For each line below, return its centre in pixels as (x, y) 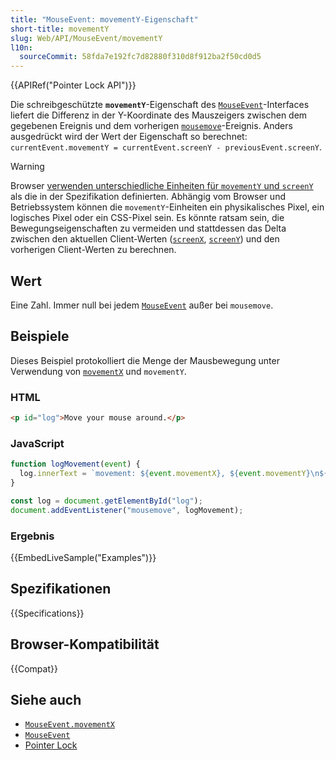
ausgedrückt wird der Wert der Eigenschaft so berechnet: (129, 137)
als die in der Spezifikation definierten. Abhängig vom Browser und (148, 197)
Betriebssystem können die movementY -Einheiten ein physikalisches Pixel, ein (167, 207)
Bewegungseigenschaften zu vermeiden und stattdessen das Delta (148, 228)
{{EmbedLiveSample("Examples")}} (83, 557)
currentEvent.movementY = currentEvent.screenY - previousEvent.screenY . (166, 147)
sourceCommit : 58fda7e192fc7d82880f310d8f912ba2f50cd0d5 (140, 57)
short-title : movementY (60, 29)
